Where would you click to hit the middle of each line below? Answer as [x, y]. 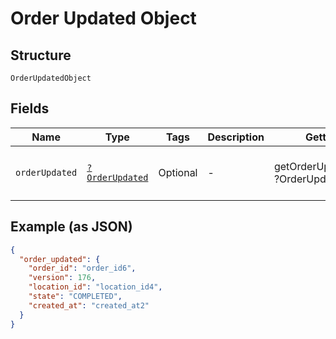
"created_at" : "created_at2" [89, 305]
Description [236, 137]
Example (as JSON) [71, 227]
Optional [178, 172]
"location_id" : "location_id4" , [95, 287]
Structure [41, 55]
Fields [30, 108]
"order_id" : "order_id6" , [82, 268]
